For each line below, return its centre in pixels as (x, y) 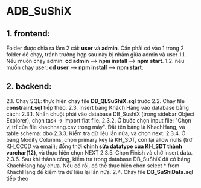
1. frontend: (28, 34)
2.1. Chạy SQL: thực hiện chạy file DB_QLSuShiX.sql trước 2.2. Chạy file (96, 101)
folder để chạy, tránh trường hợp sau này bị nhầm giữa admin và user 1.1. (96, 55)
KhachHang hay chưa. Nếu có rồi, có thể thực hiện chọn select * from (93, 166)
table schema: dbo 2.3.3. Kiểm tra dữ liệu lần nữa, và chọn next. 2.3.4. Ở (96, 133)
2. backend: (29, 86)
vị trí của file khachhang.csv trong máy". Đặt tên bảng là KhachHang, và (96, 127)
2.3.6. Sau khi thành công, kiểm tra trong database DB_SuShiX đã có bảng (98, 159)
